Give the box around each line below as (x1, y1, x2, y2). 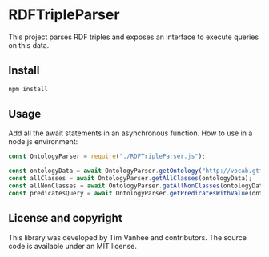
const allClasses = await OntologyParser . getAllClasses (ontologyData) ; (8, 175, 252, 183)
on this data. (8, 40, 50, 50)
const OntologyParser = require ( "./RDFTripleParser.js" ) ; (8, 152, 206, 161)
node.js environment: (8, 137, 78, 147)
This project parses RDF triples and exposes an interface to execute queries (8, 32, 259, 42)
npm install (8, 85, 48, 93)
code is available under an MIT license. (8, 241, 138, 251)
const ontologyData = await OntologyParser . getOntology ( (8, 167, 203, 175)
